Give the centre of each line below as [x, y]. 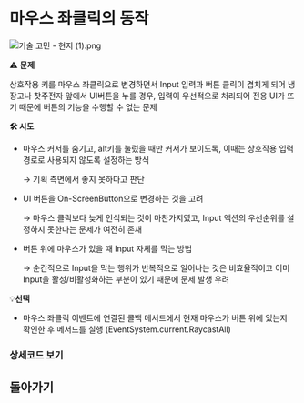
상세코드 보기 [36, 355]
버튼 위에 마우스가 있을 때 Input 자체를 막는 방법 [107, 248]
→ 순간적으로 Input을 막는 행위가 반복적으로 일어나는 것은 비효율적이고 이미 [156, 267]
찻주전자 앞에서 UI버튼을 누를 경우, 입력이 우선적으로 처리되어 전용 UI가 [159, 96]
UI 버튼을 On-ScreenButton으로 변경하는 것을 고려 [113, 198]
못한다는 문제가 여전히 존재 [95, 229]
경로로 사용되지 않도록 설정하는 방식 [86, 159]
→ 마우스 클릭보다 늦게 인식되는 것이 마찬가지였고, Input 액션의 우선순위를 [153, 217]
